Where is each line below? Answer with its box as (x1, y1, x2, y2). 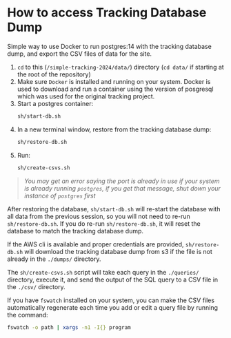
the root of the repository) (17, 70, 91, 78)
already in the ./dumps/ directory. (7, 255, 101, 263)
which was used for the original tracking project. (17, 92, 155, 101)
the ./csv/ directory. (7, 282, 66, 291)
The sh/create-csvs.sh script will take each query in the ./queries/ (7, 268, 199, 276)
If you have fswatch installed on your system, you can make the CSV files (7, 296, 215, 304)
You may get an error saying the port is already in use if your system (23, 177, 220, 185)
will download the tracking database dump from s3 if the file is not (23, 247, 212, 255)
